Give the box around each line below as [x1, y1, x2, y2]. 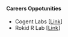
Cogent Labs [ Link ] [14, 18, 63, 25]
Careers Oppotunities [6, 5, 61, 12]
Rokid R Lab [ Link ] [14, 24, 61, 32]
